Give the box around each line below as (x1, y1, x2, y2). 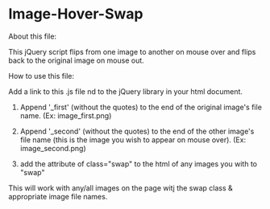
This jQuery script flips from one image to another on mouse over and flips (8, 47, 256, 56)
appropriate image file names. (8, 191, 108, 201)
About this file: (8, 31, 57, 41)
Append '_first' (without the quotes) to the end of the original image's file (19, 102, 262, 112)
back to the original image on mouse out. (8, 55, 145, 65)
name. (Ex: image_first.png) (19, 110, 112, 121)
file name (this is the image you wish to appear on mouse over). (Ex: (19, 134, 247, 145)
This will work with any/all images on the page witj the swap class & (8, 182, 234, 193)
